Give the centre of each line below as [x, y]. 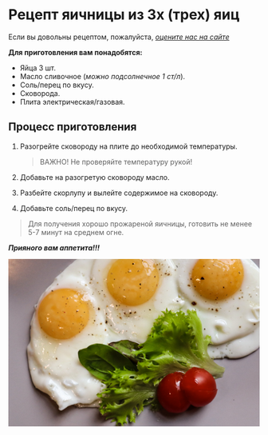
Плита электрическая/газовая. [72, 102]
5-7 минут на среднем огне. [76, 232]
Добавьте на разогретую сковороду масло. [95, 177]
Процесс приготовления [73, 127]
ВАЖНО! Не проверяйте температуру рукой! [116, 162]
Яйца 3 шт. [38, 68]
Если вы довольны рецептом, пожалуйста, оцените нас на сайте [119, 37]
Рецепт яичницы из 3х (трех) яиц [124, 15]
